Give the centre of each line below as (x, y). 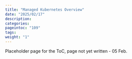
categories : (17, 23)
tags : (11, 32)
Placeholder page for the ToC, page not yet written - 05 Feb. (66, 51)
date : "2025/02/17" (25, 14)
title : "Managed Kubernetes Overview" (45, 10)
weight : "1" (17, 37)
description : (18, 19)
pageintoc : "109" (23, 28)
